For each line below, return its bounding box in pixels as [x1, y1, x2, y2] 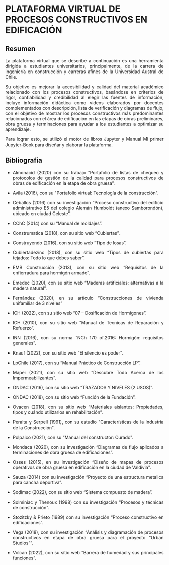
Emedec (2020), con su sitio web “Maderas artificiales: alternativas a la [12, 279, 164, 286]
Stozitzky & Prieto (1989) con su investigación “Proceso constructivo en [12, 514, 164, 520]
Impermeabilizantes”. [12, 375, 56, 381]
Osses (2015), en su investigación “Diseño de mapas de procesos [12, 459, 164, 465]
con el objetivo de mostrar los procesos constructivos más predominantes [5, 110, 164, 116]
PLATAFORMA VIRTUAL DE [5, 3, 121, 15]
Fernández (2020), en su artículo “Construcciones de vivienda [12, 295, 164, 301]
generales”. [12, 340, 36, 346]
